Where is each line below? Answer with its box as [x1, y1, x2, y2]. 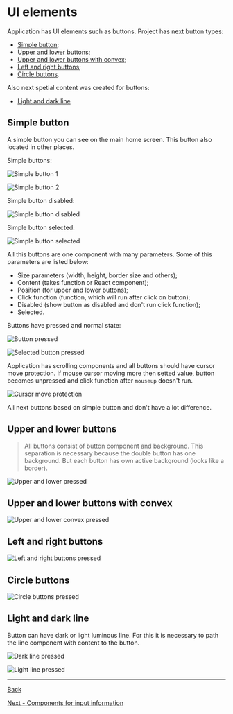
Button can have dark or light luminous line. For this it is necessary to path [7, 631, 219, 639]
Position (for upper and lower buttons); [17, 286, 128, 294]
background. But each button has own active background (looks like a [24, 456, 224, 464]
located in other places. [7, 143, 75, 151]
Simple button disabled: [7, 196, 75, 204]
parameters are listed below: [7, 257, 89, 265]
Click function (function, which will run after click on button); [17, 293, 191, 302]
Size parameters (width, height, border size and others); [17, 271, 178, 279]
